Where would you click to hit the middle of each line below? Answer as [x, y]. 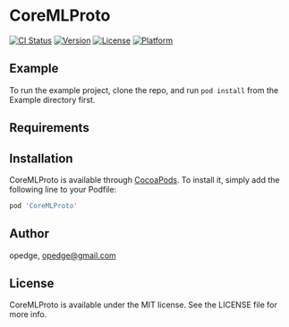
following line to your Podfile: [63, 189]
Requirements [49, 128]
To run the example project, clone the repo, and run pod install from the [144, 90]
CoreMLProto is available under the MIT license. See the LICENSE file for [143, 305]
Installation [41, 158]
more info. [28, 314]
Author [29, 234]
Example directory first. [52, 99]
